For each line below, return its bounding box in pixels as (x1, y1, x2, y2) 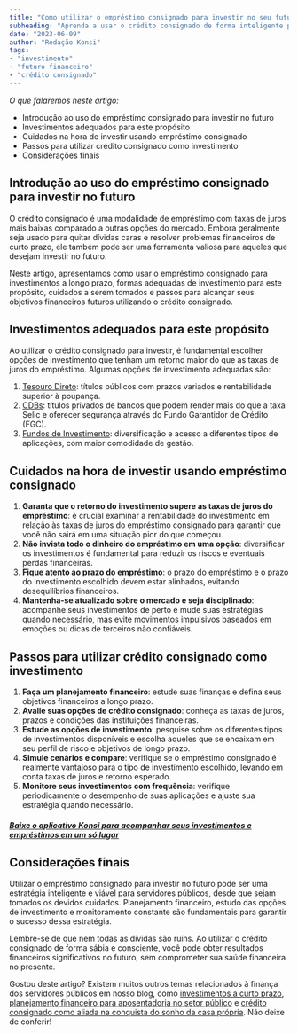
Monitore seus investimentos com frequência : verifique (21, 781, 231, 791)
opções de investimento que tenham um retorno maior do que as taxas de (9, 355, 279, 365)
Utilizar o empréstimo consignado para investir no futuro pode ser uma (9, 879, 269, 889)
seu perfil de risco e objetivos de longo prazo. (21, 743, 191, 754)
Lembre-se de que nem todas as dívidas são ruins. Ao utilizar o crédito (9, 933, 268, 944)
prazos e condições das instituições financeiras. (21, 715, 200, 725)
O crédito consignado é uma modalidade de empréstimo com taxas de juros (9, 213, 286, 223)
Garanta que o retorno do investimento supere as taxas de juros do (21, 501, 273, 512)
